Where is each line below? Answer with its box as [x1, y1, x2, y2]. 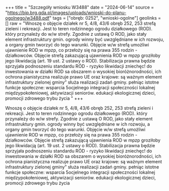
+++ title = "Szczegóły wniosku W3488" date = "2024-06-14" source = [5, 5, 154, 10]
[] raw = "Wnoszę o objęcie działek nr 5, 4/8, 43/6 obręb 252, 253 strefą [5, 20, 156, 26]
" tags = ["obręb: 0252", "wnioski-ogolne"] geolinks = [49, 15, 161, 21]
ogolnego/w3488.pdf [5, 15, 49, 21]
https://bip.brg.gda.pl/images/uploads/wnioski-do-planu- [7, 10, 127, 16]
